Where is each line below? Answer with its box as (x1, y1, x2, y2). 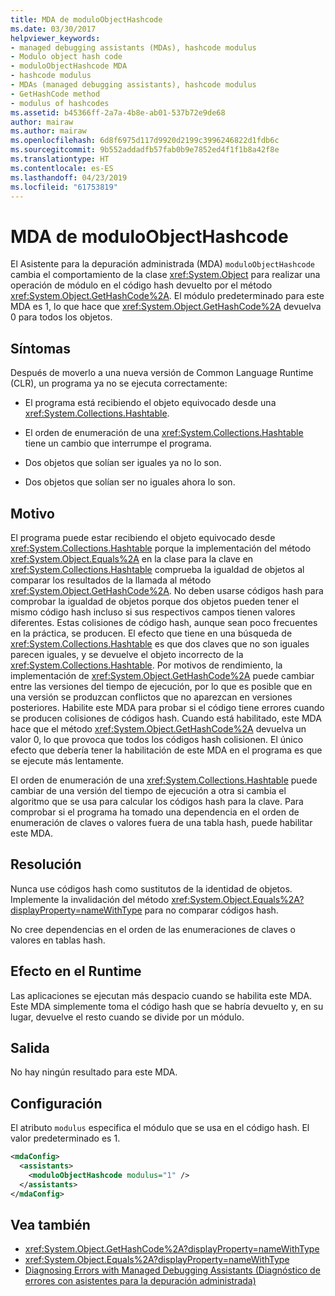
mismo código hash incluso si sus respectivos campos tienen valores (10, 606, 296, 618)
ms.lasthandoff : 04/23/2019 (10, 172, 128, 183)
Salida (10, 1039, 50, 1056)
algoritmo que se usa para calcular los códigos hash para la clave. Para (10, 795, 304, 807)
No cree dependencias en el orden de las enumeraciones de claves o (10, 923, 296, 935)
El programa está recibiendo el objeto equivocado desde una (24, 397, 277, 409)
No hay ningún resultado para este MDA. (10, 1066, 178, 1078)
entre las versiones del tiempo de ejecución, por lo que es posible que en (10, 680, 313, 692)
